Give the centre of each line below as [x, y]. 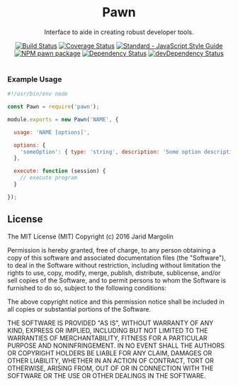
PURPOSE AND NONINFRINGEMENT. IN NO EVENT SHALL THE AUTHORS [116, 346]
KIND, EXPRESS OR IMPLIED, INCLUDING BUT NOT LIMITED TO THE [108, 330]
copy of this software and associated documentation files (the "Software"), [117, 258]
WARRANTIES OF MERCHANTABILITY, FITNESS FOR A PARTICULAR [107, 338]
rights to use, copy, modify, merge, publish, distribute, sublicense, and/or [114, 272]
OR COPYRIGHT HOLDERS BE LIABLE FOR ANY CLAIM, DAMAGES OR [110, 353]
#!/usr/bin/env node [38, 94]
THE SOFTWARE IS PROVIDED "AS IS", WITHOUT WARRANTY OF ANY [110, 323]
